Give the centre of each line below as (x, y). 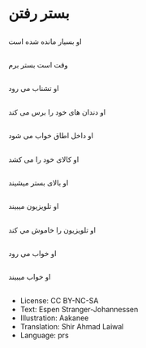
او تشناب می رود (34, 89)
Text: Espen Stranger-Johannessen (79, 309)
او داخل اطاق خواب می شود (51, 136)
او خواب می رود (32, 254)
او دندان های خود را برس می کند (57, 112)
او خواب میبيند (30, 277)
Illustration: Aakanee (54, 318)
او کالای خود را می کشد (44, 159)
